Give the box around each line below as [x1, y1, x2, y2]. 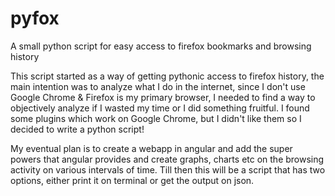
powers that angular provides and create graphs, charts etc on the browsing [10, 153, 325, 165]
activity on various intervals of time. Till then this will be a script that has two [10, 163, 326, 176]
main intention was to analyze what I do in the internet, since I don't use [10, 80, 306, 92]
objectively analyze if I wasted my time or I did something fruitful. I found [10, 102, 310, 114]
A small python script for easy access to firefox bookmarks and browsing [10, 40, 312, 52]
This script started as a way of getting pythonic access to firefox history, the [10, 70, 325, 82]
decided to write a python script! [10, 123, 145, 135]
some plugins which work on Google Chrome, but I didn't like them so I [10, 112, 302, 124]
